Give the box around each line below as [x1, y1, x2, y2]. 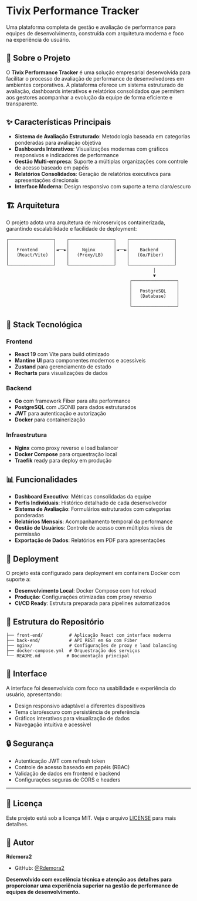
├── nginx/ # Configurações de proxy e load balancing [6, 643, 177, 649]
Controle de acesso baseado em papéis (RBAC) [14, 763, 130, 770]
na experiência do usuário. [6, 36, 70, 43]
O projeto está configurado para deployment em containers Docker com [6, 570, 181, 577]
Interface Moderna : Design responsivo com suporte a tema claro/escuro [14, 182, 191, 189]
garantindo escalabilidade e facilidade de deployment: [6, 225, 137, 232]
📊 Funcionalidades [6, 475, 78, 485]
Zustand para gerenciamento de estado [14, 363, 111, 370]
